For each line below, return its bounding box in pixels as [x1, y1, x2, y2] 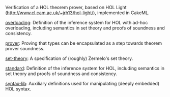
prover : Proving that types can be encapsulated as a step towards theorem [5, 40, 162, 46]
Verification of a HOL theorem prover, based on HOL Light [5, 5, 127, 10]
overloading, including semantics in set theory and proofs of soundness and [5, 25, 165, 31]
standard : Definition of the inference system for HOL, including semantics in [5, 66, 164, 71]
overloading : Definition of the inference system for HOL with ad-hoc [5, 20, 148, 25]
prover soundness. [5, 46, 45, 51]
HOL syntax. [5, 86, 32, 92]
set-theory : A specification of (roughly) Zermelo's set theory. [5, 55, 133, 61]
